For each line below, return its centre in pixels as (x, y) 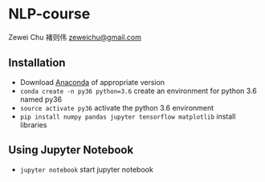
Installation (37, 63)
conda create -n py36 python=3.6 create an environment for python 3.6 (138, 91)
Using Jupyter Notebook (71, 150)
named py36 (41, 99)
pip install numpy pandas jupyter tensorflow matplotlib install (128, 116)
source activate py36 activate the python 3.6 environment (117, 107)
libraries (33, 124)
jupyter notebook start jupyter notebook (87, 169)
